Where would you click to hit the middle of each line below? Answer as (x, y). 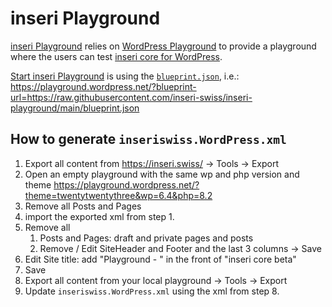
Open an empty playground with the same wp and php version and (162, 174)
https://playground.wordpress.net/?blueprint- (103, 86)
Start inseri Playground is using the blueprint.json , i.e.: (125, 76)
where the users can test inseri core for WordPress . (116, 56)
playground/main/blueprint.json (75, 108)
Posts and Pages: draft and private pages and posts (146, 238)
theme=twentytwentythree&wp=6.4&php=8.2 (118, 195)
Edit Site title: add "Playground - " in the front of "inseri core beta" (160, 259)
